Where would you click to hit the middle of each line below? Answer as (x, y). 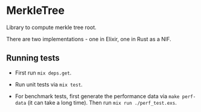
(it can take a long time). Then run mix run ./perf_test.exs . (102, 102)
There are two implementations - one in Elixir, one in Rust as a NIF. (89, 39)
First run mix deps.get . (43, 73)
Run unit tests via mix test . (49, 84)
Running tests (33, 58)
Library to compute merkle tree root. (51, 27)
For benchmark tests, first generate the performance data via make (97, 96)
